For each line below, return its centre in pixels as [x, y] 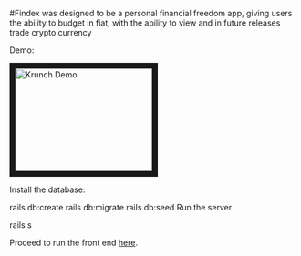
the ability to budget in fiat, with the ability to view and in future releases [145, 23]
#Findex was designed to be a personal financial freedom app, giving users [151, 13]
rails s [21, 225]
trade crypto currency [51, 32]
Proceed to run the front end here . [74, 242]
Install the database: [47, 189]
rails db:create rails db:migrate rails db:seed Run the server [121, 207]
